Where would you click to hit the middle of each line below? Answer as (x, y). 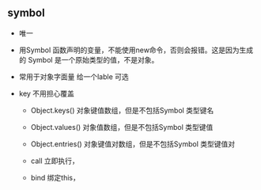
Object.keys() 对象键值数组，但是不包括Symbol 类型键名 (122, 110)
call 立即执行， (55, 161)
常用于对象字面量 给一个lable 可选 (74, 76)
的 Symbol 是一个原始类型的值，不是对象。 (89, 59)
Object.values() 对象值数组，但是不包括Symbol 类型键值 (122, 127)
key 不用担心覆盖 (46, 93)
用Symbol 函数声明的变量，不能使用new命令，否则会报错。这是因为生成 (136, 50)
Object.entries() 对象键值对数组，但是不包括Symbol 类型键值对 (132, 144)
